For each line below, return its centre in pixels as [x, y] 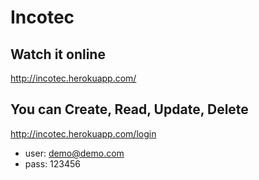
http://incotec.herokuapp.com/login [83, 133]
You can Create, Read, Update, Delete [129, 109]
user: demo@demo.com [74, 153]
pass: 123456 [53, 163]
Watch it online [58, 54]
